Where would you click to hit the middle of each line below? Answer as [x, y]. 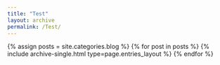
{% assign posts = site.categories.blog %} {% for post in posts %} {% [108, 47]
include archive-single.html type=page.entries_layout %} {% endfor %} [110, 54]
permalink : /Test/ [34, 27]
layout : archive [31, 20]
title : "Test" [28, 14]
